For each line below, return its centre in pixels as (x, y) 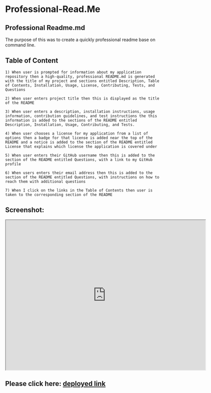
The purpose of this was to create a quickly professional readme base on (80, 39)
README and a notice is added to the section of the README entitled (79, 142)
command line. (20, 45)
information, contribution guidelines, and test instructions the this (81, 116)
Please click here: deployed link (55, 384)
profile (13, 164)
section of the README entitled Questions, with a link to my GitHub (79, 159)
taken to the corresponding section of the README (59, 194)
